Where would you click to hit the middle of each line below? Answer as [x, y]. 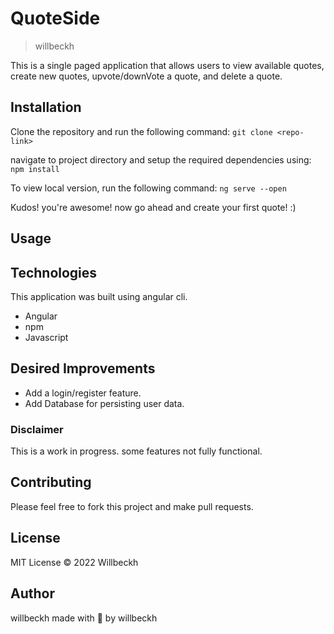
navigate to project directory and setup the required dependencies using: [161, 159]
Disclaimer [37, 429]
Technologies [54, 272]
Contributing [51, 482]
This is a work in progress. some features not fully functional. [136, 451]
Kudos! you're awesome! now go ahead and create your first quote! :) [153, 207]
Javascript [46, 337]
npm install [35, 169]
